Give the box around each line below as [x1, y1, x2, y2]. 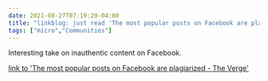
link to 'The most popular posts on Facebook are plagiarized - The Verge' [8, 64, 249, 73]
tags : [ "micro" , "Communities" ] [8, 26, 112, 34]
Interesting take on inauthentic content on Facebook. [8, 48, 182, 58]
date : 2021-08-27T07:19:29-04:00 [8, 11, 120, 20]
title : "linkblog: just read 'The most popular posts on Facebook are [8, 19, 248, 27]
